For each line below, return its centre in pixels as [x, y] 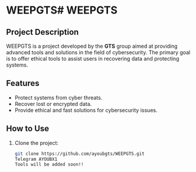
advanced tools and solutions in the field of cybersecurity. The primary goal [98, 52]
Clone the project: [37, 143]
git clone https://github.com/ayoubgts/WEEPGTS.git [79, 154]
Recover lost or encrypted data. [53, 104]
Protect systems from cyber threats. [58, 97]
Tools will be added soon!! [49, 165]
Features [23, 83]
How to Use [28, 129]
